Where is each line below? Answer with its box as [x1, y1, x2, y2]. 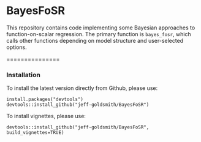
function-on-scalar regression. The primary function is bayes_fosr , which [6, 30, 191, 37]
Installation [6, 70, 41, 79]
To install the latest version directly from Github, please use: [6, 84, 158, 92]
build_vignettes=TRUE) [6, 130, 64, 136]
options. [6, 43, 28, 51]
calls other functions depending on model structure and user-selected [6, 37, 184, 44]
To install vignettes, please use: [6, 113, 86, 120]
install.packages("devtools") [6, 96, 84, 103]
